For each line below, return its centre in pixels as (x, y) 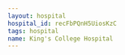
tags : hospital (33, 31)
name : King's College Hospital (60, 38)
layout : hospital (37, 16)
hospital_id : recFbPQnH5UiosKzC (62, 23)
